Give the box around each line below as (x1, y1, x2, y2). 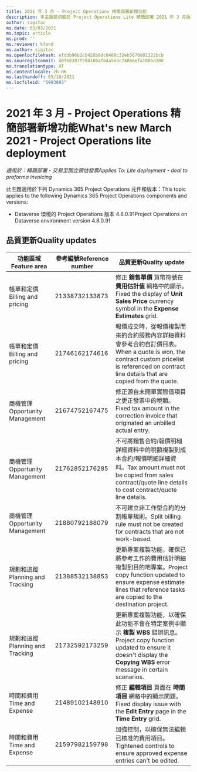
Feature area (11, 262, 47, 270)
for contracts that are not (115, 527, 185, 535)
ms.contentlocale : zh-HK (6, 69, 67, 75)
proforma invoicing (6, 173, 52, 180)
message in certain (115, 665, 168, 673)
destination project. (115, 600, 169, 608)
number (71, 262, 94, 270)
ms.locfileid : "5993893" (6, 80, 67, 86)
